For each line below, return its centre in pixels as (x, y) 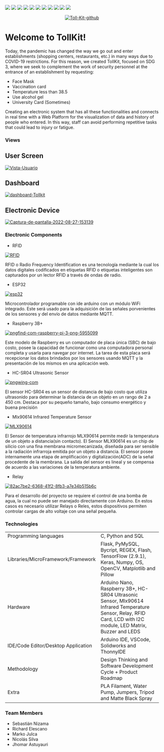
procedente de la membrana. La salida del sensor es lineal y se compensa (80, 462)
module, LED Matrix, (123, 625)
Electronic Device (32, 210)
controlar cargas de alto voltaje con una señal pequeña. (61, 511)
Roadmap (112, 678)
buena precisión (21, 407)
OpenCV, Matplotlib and (128, 568)
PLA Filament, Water (124, 686)
